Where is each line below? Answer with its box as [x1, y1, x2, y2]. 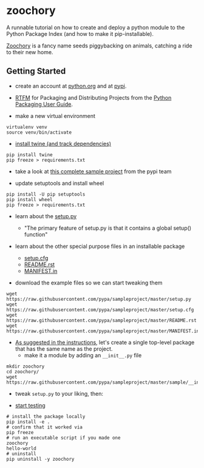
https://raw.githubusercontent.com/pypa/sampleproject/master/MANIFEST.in [6, 328, 200, 334]
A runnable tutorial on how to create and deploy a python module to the [6, 24, 185, 31]
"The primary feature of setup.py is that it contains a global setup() [24, 224, 192, 232]
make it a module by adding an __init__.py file [24, 351, 142, 359]
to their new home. [6, 48, 53, 55]
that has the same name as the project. [15, 345, 113, 353]
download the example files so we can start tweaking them [15, 279, 163, 286]
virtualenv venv [6, 124, 47, 130]
